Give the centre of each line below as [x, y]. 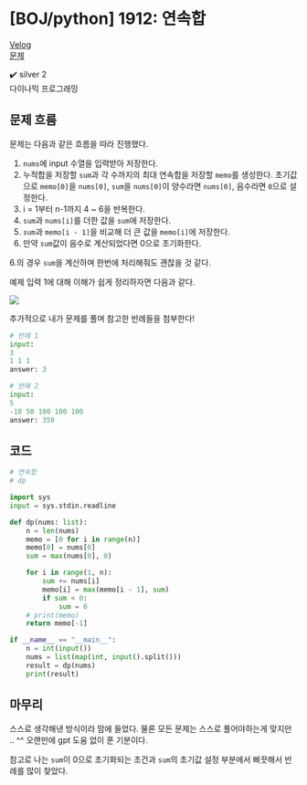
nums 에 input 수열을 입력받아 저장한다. [90, 163]
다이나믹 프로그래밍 [44, 89]
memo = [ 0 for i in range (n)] [84, 539]
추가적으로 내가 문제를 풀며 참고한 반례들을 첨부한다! [102, 318]
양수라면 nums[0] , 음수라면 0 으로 [229, 186]
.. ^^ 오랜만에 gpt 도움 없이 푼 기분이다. [79, 739]
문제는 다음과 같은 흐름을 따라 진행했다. [79, 143]
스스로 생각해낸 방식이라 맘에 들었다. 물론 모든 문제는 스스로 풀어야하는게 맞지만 [151, 728]
